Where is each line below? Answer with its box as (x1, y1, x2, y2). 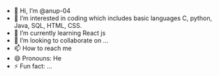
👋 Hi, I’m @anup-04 (13, 7, 71, 15)
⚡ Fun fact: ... (13, 62, 52, 70)
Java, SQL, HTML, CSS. (13, 22, 82, 29)
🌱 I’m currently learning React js (13, 29, 106, 37)
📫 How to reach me (13, 44, 72, 52)
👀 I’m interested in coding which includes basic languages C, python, (13, 14, 213, 22)
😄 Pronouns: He (13, 54, 61, 62)
